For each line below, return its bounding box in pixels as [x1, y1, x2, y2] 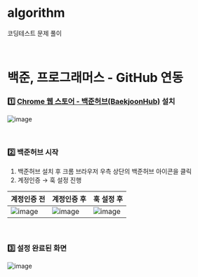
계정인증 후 [51, 194, 86, 204]
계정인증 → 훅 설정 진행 [17, 175, 82, 184]
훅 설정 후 [93, 194, 124, 204]
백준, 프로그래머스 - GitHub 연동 [7, 70, 184, 86]
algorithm [7, 5, 65, 21]
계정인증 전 [11, 194, 46, 204]
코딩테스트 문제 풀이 [7, 29, 62, 37]
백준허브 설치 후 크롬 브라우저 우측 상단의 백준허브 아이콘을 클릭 [17, 167, 192, 175]
